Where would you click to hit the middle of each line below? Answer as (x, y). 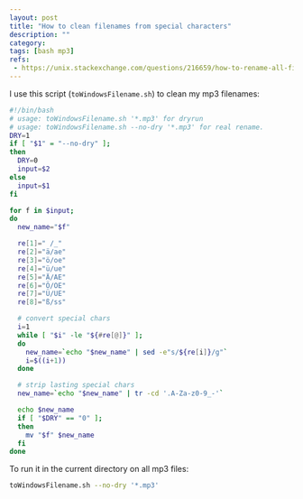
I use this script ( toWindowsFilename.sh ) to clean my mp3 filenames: (134, 93)
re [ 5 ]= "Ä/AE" (42, 277)
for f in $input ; (42, 210)
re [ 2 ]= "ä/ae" (42, 252)
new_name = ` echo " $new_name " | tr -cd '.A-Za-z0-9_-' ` (120, 393)
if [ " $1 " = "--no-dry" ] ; (60, 144)
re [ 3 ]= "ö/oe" (42, 260)
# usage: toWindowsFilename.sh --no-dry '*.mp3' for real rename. (137, 127)
